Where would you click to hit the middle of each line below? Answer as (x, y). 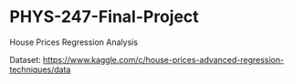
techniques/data (40, 69)
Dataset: (25, 59)
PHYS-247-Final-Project (104, 17)
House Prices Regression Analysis (74, 42)
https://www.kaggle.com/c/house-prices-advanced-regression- (163, 59)
